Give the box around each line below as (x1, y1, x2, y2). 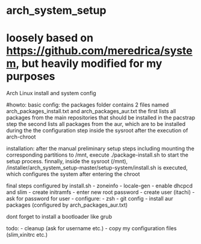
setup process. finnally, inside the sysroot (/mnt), (6, 158, 128, 165)
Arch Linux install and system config (6, 90, 96, 97)
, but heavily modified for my (16, 57, 162, 70)
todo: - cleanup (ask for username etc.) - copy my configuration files (6, 225, 177, 232)
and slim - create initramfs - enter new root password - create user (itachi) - (6, 189, 195, 196)
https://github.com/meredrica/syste (6, 44, 193, 58)
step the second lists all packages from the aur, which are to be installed (6, 120, 186, 128)
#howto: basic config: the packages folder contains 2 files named (6, 101, 169, 108)
